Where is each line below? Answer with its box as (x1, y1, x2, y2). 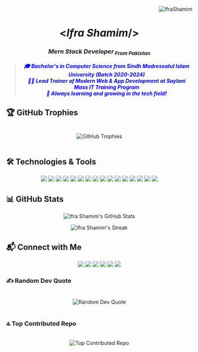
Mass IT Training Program (73, 83, 140, 91)
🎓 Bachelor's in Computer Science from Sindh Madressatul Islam (23, 62, 190, 69)
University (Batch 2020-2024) (68, 71, 145, 78)
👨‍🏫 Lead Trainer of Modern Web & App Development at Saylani (27, 77, 186, 84)
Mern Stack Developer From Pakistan (48, 47, 151, 57)
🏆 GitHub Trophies (6, 108, 79, 118)
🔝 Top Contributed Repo (6, 319, 77, 328)
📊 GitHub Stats (6, 194, 64, 204)
